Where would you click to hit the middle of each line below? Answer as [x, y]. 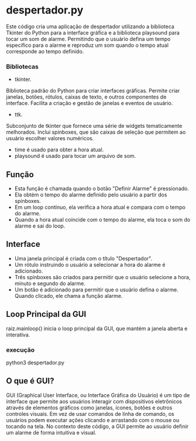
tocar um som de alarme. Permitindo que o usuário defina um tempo [88, 39]
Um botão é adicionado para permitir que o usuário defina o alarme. [96, 289]
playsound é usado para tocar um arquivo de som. [75, 156]
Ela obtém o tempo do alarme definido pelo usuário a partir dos [91, 195]
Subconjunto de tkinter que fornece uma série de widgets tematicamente [94, 126]
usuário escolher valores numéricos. [50, 138]
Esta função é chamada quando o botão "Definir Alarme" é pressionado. [102, 189]
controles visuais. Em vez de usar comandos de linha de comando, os [90, 413]
